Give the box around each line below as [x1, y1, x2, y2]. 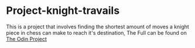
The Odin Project [6, 35, 47, 42]
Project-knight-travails [6, 4, 120, 17]
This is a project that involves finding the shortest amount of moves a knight [6, 23, 189, 30]
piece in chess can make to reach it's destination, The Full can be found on [6, 29, 187, 36]
